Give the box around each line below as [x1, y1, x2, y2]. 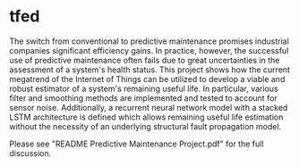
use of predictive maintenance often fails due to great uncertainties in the [9, 54, 280, 65]
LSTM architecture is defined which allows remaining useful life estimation [9, 112, 284, 122]
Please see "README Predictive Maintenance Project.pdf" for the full [9, 138, 264, 149]
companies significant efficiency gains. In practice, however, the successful [9, 45, 289, 55]
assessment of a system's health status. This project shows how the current [9, 64, 291, 75]
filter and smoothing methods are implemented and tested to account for [9, 92, 278, 104]
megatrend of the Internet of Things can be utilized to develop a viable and [9, 73, 286, 84]
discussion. [9, 147, 52, 158]
